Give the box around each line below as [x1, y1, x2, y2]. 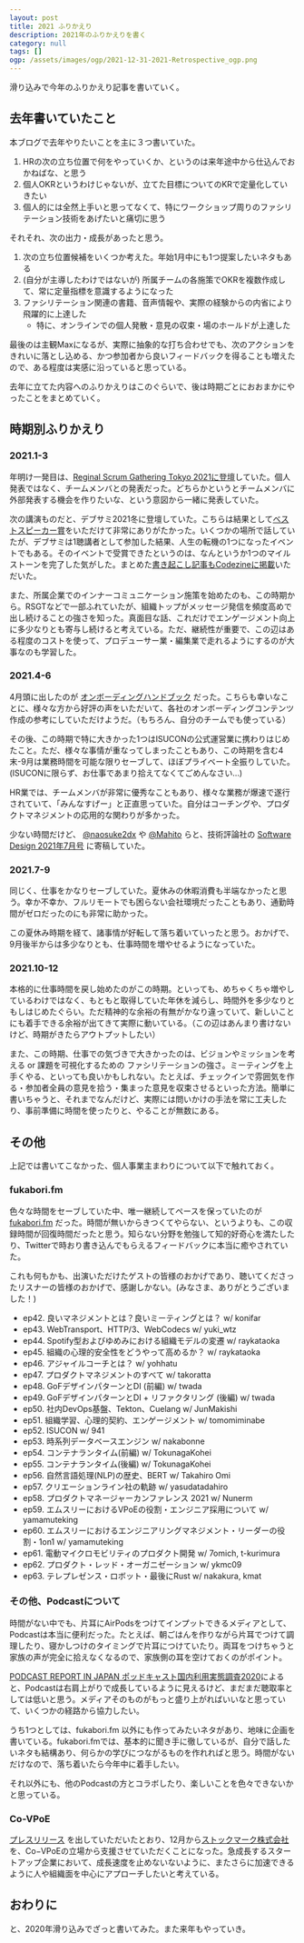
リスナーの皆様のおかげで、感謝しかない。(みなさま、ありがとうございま [16, 1281, 290, 1292]
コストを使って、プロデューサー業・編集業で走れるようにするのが [40, 635, 288, 646]
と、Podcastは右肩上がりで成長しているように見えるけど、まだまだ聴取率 [9, 1682, 286, 1693]
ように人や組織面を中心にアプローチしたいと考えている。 [9, 1868, 224, 1879]
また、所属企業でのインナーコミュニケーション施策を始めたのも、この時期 [9, 589, 288, 600]
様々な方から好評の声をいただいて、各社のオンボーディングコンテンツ [33, 702, 295, 714]
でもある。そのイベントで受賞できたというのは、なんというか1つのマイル [16, 547, 291, 558]
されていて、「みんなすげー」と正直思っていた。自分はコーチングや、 [9, 797, 267, 809]
